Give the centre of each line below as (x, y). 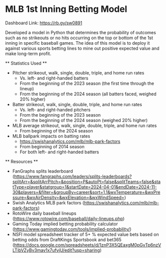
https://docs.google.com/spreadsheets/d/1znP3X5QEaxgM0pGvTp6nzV (88, 245)
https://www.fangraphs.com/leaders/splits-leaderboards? (73, 176)
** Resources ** (22, 161)
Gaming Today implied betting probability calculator (65, 224)
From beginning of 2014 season (52, 146)
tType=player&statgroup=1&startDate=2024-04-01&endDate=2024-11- (84, 187)
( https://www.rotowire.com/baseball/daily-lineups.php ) (68, 218)
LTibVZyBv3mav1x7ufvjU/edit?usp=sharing (56, 250)
